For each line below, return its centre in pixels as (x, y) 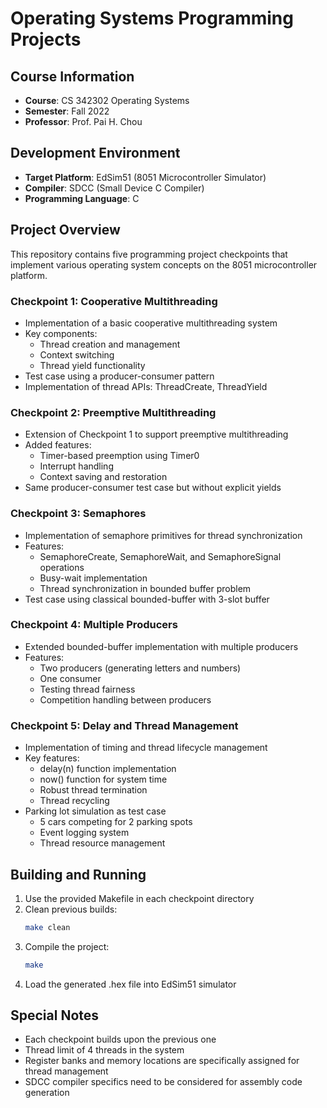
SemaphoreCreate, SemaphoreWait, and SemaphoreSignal (160, 556)
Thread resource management (102, 843)
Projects (46, 39)
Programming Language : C (82, 198)
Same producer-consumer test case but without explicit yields (153, 488)
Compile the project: (67, 946)
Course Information (72, 76)
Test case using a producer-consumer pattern (119, 376)
